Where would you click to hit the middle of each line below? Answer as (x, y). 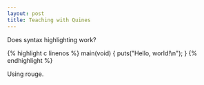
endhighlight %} (30, 60)
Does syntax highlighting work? (52, 39)
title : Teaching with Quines (49, 20)
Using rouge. (25, 74)
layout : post (26, 13)
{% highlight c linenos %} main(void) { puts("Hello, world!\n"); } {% (102, 53)
